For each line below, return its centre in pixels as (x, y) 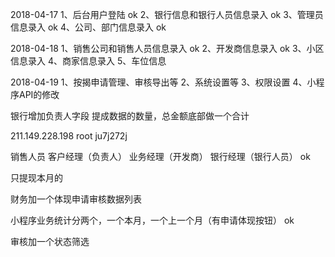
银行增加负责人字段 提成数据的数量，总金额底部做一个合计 (130, 116)
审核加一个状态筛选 (50, 241)
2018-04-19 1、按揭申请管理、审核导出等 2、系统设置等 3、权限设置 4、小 (163, 82)
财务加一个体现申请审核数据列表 (76, 199)
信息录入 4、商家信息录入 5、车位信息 (88, 61)
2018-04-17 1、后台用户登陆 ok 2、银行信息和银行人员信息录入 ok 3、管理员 (167, 14)
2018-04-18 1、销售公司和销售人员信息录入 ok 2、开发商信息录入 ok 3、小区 (167, 48)
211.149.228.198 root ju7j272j (69, 136)
